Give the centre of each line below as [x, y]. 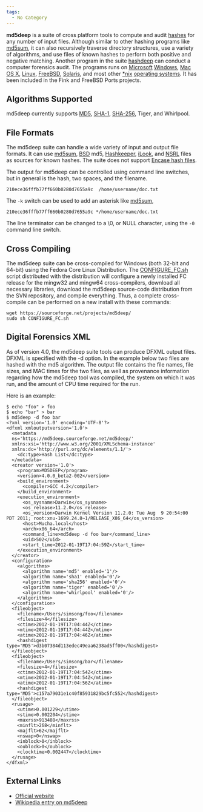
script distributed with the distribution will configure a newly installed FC [96, 276]
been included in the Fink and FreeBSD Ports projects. [74, 80]
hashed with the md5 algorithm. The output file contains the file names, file [100, 364]
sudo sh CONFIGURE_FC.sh [38, 318]
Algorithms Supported [49, 99]
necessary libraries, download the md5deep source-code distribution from [99, 289]
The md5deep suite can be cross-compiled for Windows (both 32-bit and [98, 263]
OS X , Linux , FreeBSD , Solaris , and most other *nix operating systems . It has [101, 73]
